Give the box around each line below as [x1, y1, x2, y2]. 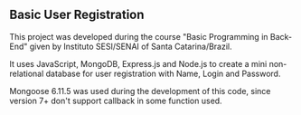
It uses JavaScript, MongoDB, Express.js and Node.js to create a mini [9, 58, 268, 69]
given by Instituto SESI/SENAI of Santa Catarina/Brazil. [29, 41, 232, 52]
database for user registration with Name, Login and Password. [45, 68, 281, 79]
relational [9, 68, 44, 79]
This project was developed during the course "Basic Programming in [9, 31, 268, 42]
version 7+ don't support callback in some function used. [9, 95, 223, 106]
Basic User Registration [9, 7, 145, 23]
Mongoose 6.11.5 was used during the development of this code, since [9, 85, 271, 96]
